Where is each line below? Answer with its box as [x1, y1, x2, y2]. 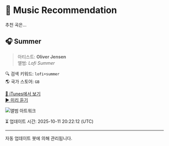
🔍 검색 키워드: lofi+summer [5, 70, 60, 77]
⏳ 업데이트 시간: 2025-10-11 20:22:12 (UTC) [5, 118, 94, 124]
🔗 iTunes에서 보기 [5, 90, 41, 97]
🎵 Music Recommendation [5, 5, 117, 16]
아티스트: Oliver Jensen [17, 54, 66, 60]
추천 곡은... [5, 22, 27, 28]
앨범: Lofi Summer [17, 60, 55, 66]
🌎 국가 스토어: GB [5, 78, 40, 84]
